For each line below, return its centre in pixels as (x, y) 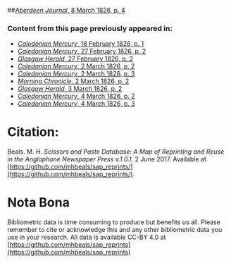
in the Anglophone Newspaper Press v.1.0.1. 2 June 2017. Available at (107, 159)
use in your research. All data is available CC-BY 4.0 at (87, 237)
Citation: (33, 132)
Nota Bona (39, 203)
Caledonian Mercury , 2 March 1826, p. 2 (76, 66)
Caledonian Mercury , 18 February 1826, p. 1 (81, 44)
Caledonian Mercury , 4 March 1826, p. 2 (76, 96)
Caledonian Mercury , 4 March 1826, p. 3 (76, 104)
